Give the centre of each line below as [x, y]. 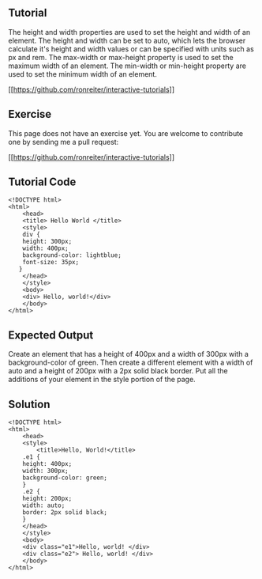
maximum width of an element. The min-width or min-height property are [127, 66]
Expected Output [51, 335]
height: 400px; [47, 464]
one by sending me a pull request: [64, 142]
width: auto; [44, 505]
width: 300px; [45, 471]
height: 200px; [47, 499]
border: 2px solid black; [65, 513]
